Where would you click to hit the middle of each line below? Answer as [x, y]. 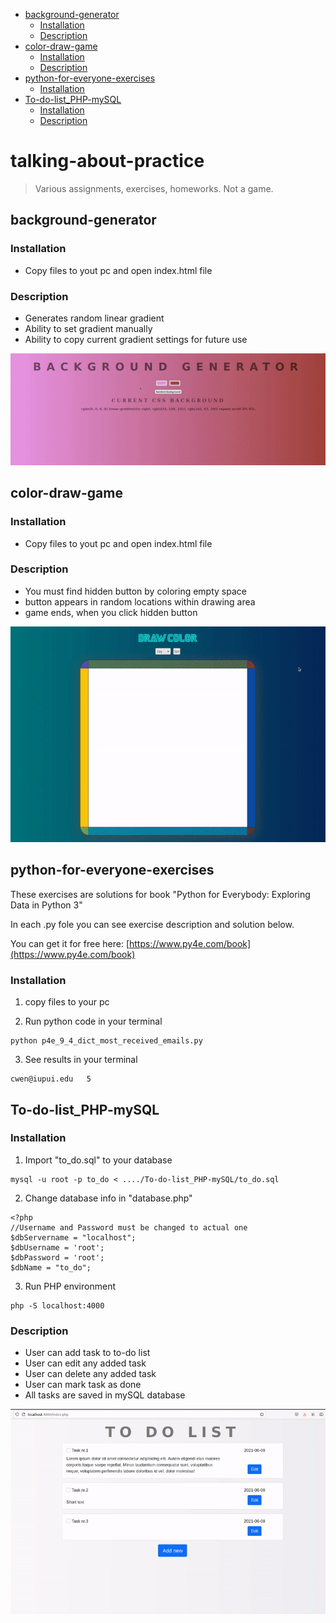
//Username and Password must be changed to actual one [129, 1227]
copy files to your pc [67, 1002]
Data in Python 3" [46, 905]
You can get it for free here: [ [70, 943]
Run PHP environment [70, 1286]
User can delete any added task [90, 1374]
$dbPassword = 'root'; [57, 1257]
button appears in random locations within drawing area [140, 601]
